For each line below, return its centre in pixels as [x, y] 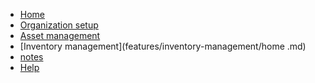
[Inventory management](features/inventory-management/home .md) [163, 46]
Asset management [60, 35]
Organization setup [59, 25]
